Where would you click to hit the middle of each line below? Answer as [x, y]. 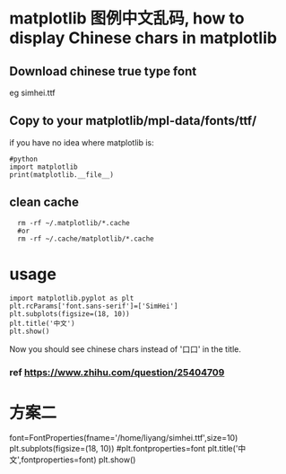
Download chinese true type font [103, 71]
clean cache [44, 202]
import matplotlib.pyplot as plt [72, 298]
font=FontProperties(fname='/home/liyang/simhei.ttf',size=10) [124, 438]
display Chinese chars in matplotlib [143, 38]
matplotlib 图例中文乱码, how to [127, 18]
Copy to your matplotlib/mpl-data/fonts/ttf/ [133, 121]
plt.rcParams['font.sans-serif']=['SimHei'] [94, 306]
